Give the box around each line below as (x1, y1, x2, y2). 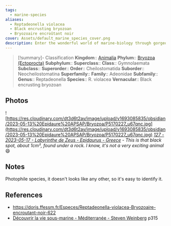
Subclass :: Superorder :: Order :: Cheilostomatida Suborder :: (17, 65, 145, 71)
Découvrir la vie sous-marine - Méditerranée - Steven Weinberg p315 (12, 215, 158, 221)
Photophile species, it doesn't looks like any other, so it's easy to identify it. (5, 176, 163, 182)
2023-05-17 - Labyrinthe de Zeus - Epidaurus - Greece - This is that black (5, 137, 162, 143)
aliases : (5, 17, 24, 22)
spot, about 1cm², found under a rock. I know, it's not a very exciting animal (5, 142, 164, 148)
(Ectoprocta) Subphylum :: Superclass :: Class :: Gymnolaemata (17, 60, 150, 66)
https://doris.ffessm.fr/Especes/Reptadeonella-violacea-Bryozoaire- (12, 204, 156, 210)
